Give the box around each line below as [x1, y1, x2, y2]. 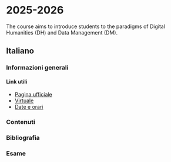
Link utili [6, 78, 28, 85]
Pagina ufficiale [14, 91, 52, 98]
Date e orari [14, 104, 43, 111]
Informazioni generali [6, 64, 69, 72]
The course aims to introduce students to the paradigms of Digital [6, 23, 166, 30]
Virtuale [14, 97, 34, 104]
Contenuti [6, 118, 35, 126]
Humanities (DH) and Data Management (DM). [6, 29, 118, 36]
